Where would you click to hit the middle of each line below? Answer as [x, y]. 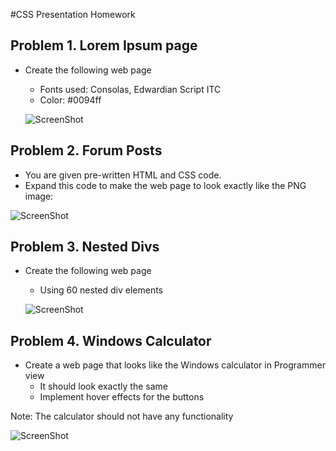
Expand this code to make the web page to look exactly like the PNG [165, 185]
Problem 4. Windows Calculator [111, 340]
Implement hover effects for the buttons [122, 397]
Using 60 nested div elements [101, 290]
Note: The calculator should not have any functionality [122, 416]
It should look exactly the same [103, 386]
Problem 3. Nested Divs [85, 247]
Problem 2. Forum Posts [86, 150]
